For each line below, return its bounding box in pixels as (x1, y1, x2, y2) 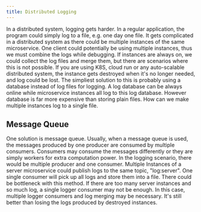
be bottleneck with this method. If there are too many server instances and (6, 180, 191, 187)
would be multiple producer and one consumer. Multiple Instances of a (6, 160, 182, 168)
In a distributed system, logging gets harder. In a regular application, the (6, 25, 185, 32)
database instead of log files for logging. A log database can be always (6, 82, 182, 90)
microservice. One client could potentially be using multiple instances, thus (6, 44, 193, 52)
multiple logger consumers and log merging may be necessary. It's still (6, 193, 182, 200)
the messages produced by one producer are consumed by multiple (6, 142, 175, 149)
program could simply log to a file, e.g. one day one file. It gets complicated (6, 31, 194, 39)
